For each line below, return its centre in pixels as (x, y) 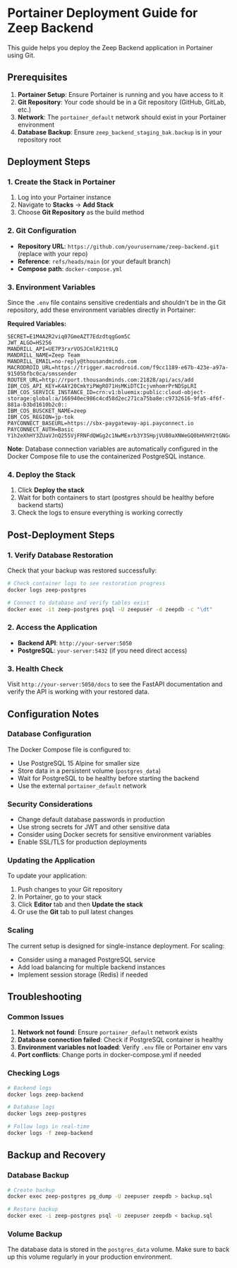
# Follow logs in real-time (49, 1126)
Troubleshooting (45, 997)
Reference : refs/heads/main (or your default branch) (94, 261)
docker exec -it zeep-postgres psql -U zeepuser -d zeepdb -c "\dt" (110, 609)
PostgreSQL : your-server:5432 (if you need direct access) (102, 650)
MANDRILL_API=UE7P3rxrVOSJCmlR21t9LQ (63, 349)
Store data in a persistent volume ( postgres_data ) (89, 771)
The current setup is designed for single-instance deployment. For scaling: (116, 945)
